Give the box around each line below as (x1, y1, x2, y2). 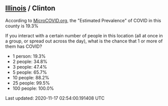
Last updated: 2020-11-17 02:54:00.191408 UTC (5, 95, 105, 101)
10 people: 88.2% (12, 74, 50, 80)
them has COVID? (5, 43, 42, 49)
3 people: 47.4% (12, 64, 47, 70)
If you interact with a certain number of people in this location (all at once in (5, 32, 163, 38)
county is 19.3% (5, 23, 39, 29)
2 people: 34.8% (12, 58, 48, 65)
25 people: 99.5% (12, 80, 50, 86)
